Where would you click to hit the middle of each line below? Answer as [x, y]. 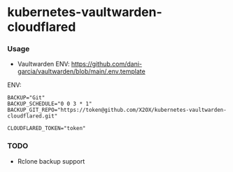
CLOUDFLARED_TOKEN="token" [47, 129]
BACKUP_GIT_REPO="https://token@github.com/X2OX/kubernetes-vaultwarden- [117, 110]
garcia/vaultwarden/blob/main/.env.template [81, 71]
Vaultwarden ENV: [43, 64]
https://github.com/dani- [106, 64]
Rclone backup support [51, 161]
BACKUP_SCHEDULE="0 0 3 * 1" [50, 104]
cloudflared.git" [33, 116]
